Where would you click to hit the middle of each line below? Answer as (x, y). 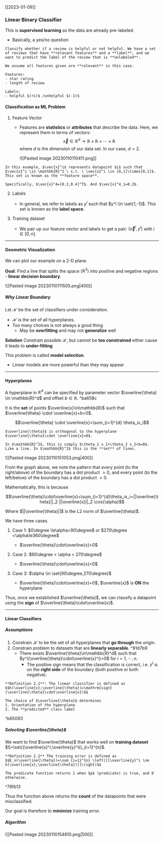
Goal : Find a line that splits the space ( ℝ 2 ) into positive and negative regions (82, 270)
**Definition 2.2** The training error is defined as (61, 756)
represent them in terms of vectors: (55, 132)
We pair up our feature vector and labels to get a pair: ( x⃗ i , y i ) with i (87, 228)
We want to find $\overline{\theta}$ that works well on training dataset (77, 742)
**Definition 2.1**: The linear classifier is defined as (65, 684)
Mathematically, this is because (37, 487)
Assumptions (19, 630)
